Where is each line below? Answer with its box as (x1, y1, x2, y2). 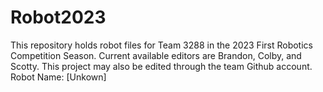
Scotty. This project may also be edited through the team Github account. (10, 60, 313, 72)
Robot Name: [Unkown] (10, 71, 107, 83)
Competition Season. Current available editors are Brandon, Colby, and (10, 49, 302, 61)
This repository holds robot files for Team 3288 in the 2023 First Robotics (10, 39, 313, 51)
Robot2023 (10, 6, 107, 29)
